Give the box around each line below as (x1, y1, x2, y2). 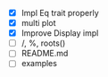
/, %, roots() (21, 38, 66, 48)
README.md (21, 48, 69, 59)
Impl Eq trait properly (21, 8, 99, 18)
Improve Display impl (21, 28, 99, 38)
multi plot (21, 18, 56, 29)
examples (21, 58, 57, 69)
